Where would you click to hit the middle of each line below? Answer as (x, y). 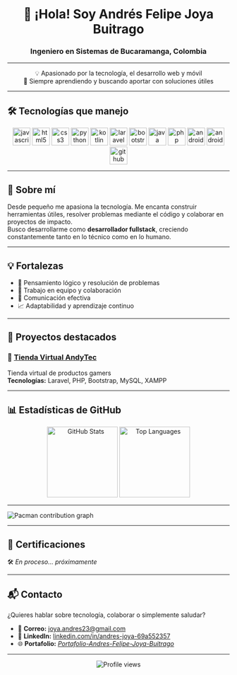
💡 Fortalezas (35, 266)
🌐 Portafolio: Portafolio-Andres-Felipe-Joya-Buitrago (96, 644)
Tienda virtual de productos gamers (59, 373)
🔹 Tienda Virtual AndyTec (52, 357)
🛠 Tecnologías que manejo (68, 111)
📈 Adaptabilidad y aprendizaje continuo (75, 306)
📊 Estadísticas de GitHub (65, 410)
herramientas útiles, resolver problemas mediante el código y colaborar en (116, 214)
